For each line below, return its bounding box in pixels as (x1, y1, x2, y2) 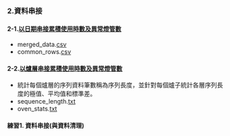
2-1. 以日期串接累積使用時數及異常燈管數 (7, 24, 122, 32)
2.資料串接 (7, 6, 43, 15)
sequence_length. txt (17, 97, 76, 106)
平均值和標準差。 (47, 90, 97, 98)
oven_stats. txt (17, 105, 57, 113)
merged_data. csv (17, 40, 67, 49)
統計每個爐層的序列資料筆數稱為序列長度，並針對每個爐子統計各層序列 (17, 81, 218, 89)
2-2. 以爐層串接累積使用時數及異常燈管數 (7, 64, 123, 72)
